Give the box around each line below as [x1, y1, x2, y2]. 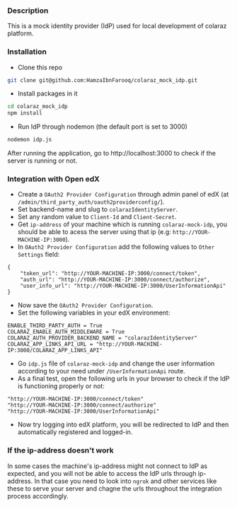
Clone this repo [17, 63, 62, 71]
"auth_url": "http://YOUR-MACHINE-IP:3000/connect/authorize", [20, 276, 211, 284]
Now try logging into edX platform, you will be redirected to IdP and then [17, 420, 229, 429]
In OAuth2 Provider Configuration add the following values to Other [17, 243, 215, 251]
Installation [7, 47, 47, 57]
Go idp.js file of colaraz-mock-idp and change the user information [17, 359, 215, 368]
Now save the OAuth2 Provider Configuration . [17, 301, 154, 310]
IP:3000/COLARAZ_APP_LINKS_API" [7, 347, 103, 354]
